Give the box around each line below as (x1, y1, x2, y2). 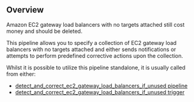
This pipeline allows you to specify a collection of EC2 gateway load (6, 39, 177, 46)
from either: (6, 70, 36, 78)
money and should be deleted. (6, 27, 83, 35)
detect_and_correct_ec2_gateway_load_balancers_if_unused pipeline (15, 82, 188, 89)
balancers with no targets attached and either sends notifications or (6, 46, 176, 53)
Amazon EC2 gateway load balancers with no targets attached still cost (6, 21, 185, 28)
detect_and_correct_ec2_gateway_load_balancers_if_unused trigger (15, 88, 185, 96)
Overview (6, 5, 44, 15)
